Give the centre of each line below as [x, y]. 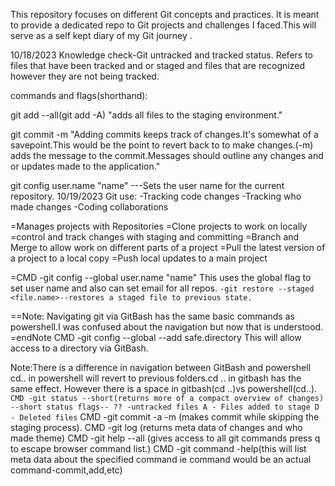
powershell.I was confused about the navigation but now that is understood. [167, 327]
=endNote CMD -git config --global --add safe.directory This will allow [156, 337]
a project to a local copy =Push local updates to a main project [139, 258]
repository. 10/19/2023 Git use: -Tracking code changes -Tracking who [156, 196]
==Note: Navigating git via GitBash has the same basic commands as [152, 316]
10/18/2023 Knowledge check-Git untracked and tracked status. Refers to [161, 55]
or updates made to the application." [85, 166]
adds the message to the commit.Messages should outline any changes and [167, 155]
